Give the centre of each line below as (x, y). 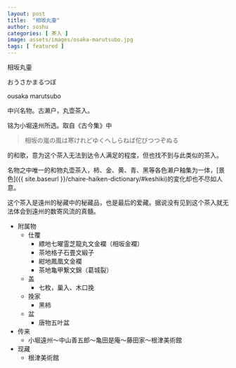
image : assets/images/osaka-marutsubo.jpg (70, 40)
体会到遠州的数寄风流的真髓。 (56, 211)
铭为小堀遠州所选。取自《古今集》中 (60, 125)
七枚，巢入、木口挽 (66, 287)
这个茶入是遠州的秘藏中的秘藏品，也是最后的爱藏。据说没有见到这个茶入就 (115, 203)
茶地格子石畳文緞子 (66, 252)
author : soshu (28, 27)
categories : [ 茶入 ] (38, 33)
